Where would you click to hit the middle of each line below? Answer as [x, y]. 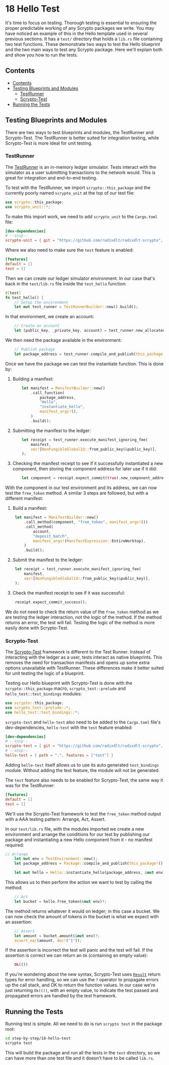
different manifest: [24, 498]
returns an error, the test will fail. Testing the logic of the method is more [80, 622]
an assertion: [19, 922]
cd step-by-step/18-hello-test [38, 1039]
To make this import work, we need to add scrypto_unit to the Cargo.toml [81, 216]
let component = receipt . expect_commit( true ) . [71, 478]
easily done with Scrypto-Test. [37, 628]
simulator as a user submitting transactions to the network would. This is [80, 172]
